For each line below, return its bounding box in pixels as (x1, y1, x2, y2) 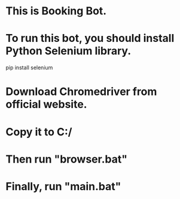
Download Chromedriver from (5, 85, 157, 99)
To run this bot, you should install (5, 32, 175, 45)
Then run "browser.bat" (5, 152, 128, 166)
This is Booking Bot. (5, 4, 107, 18)
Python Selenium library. (5, 44, 132, 58)
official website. (5, 97, 87, 111)
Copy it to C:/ (5, 125, 72, 139)
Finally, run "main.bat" (5, 179, 121, 193)
